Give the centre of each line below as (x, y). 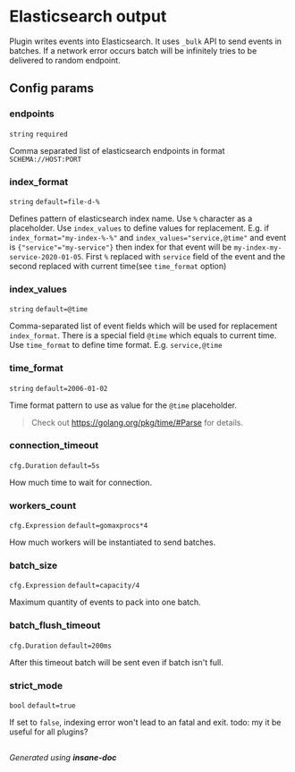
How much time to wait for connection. (81, 482)
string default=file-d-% (55, 202)
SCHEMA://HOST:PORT (46, 159)
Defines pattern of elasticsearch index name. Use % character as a (131, 218)
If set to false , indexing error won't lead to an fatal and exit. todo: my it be (145, 722)
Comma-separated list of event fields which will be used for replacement (143, 326)
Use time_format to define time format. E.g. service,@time (116, 345)
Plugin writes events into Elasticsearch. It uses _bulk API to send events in (146, 41)
